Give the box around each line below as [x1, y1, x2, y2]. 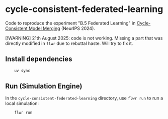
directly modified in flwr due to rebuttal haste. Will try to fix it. [5, 40, 133, 46]
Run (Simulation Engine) [5, 82, 82, 90]
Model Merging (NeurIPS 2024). [28, 25, 96, 31]
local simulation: [5, 100, 39, 106]
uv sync [14, 68, 30, 73]
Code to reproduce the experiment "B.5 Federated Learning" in [5, 20, 136, 26]
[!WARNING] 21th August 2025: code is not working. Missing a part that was [5, 35, 163, 41]
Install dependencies [5, 55, 72, 63]
